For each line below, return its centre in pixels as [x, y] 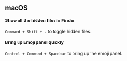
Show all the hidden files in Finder [40, 20]
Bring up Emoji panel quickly [35, 42]
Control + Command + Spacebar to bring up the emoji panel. [64, 53]
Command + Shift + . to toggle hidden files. [48, 31]
